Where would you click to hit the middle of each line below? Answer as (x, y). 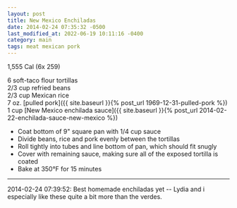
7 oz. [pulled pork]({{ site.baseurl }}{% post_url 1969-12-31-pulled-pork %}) (117, 103)
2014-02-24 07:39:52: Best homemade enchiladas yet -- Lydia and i (106, 189)
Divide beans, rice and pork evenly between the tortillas (98, 139)
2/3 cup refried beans (39, 88)
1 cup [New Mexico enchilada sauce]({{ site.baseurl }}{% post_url (103, 110)
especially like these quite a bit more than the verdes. (85, 197)
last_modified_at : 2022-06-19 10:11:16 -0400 (75, 33)
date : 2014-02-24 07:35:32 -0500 (56, 27)
